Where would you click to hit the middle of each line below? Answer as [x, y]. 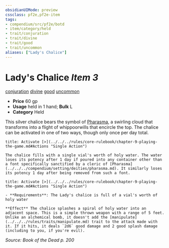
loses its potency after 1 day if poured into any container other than [84, 160]
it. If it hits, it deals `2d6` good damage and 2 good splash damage [81, 226]
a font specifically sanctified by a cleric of [57, 164]
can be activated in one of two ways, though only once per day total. [77, 133]
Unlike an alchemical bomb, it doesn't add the [57, 218]
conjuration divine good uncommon [42, 91]
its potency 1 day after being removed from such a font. [68, 173]
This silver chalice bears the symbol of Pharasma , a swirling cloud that [79, 122]
